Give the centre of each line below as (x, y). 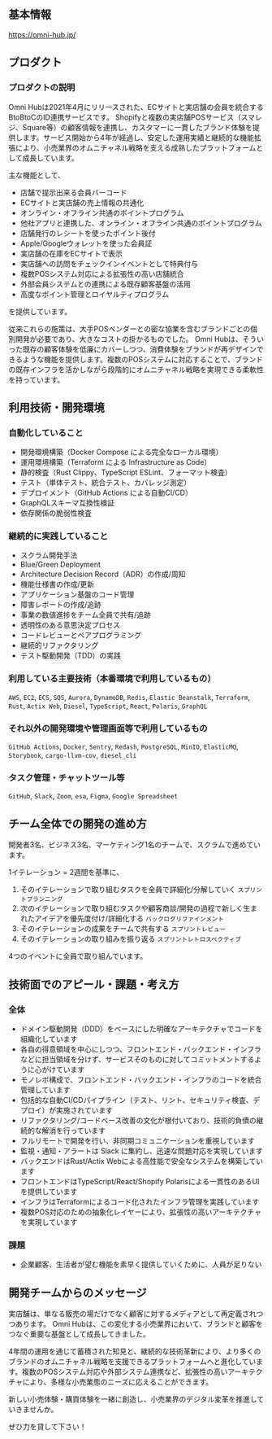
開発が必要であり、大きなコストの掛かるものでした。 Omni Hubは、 (129, 339)
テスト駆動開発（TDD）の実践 (71, 656)
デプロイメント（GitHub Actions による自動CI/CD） (106, 493)
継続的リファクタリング (59, 645)
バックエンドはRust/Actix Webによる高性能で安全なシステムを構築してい (142, 1161)
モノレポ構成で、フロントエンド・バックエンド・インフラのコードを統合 (141, 1079)
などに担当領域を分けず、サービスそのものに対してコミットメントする (137, 1059)
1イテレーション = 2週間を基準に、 (66, 873)
